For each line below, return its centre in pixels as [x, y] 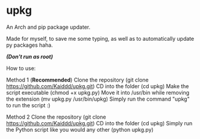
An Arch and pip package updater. [48, 27]
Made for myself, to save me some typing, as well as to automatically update [100, 38]
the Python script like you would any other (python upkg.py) [80, 129]
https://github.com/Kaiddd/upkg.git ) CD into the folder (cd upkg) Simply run [99, 123]
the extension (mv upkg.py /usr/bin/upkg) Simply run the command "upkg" [98, 99]
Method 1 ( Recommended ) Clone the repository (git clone [78, 80]
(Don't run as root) [30, 56]
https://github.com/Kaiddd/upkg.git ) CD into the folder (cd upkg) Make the [98, 86]
